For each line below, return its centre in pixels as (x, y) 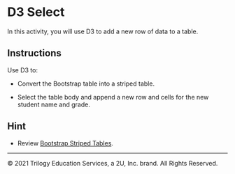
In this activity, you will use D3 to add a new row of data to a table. (103, 31)
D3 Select (36, 12)
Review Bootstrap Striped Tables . (65, 143)
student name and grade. (54, 104)
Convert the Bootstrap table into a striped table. (86, 84)
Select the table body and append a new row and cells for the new (113, 97)
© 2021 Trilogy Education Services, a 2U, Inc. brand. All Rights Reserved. (113, 163)
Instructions (34, 53)
